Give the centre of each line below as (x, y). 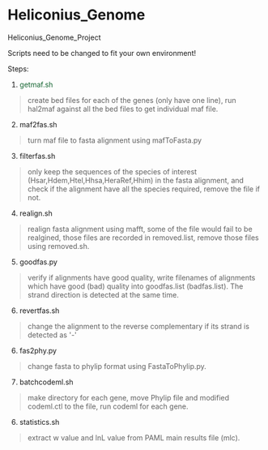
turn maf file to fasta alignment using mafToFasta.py (115, 140)
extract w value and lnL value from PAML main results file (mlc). (134, 437)
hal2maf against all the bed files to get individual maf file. (123, 109)
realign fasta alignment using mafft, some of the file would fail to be (140, 229)
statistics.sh (39, 422)
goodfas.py (38, 262)
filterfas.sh (37, 156)
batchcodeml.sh (46, 382)
